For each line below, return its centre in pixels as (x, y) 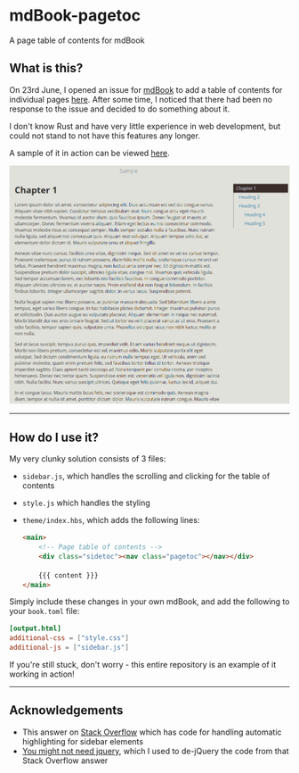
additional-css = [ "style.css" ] (69, 638)
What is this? (46, 68)
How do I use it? (54, 437)
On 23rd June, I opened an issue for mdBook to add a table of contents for (146, 89)
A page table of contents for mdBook (77, 40)
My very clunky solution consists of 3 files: (88, 459)
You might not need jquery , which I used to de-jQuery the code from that (155, 751)
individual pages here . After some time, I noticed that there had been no (141, 99)
